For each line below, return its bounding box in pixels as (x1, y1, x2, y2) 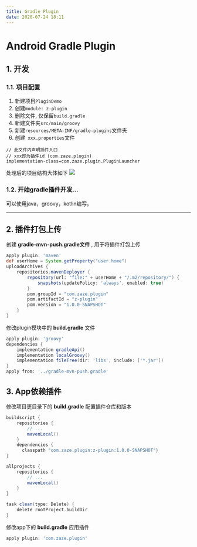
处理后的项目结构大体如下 (6, 170, 68, 177)
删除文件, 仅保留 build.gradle (14, 112, 86, 119)
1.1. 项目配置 (6, 83, 40, 91)
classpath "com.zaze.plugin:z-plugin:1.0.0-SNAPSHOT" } (21, 447, 159, 454)
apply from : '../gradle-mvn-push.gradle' (6, 369, 109, 374)
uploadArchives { (6, 264, 49, 270)
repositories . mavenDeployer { (16, 269, 91, 275)
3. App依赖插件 (6, 386, 62, 396)
